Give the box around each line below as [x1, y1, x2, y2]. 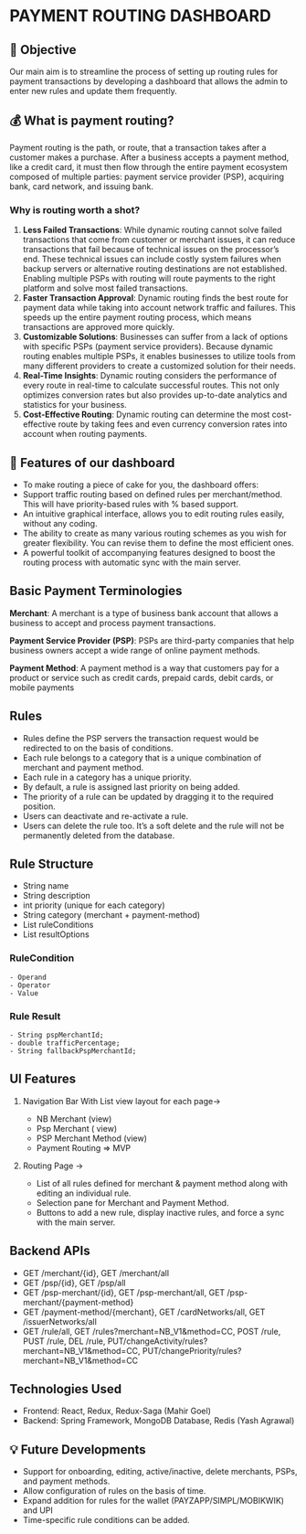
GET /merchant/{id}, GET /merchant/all [22, 1267, 170, 1278]
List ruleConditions [22, 920, 94, 931]
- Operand [9, 973, 47, 982]
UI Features [9, 1071, 76, 1087]
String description [22, 890, 91, 901]
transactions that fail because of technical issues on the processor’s [22, 244, 280, 255]
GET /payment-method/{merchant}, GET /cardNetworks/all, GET [22, 1306, 266, 1317]
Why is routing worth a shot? [9, 203, 141, 216]
